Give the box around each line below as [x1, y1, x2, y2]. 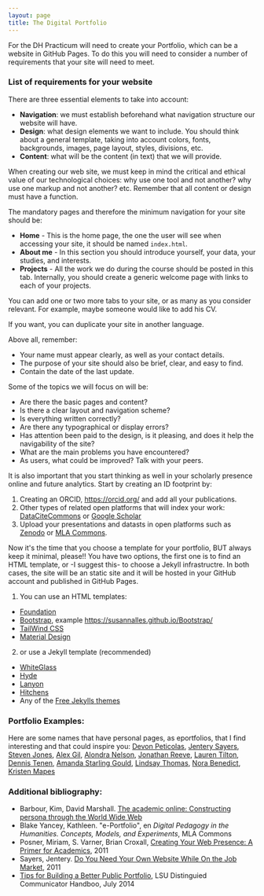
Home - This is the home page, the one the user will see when [19, 230, 222, 240]
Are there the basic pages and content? [19, 397, 148, 406]
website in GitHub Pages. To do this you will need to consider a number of [8, 49, 248, 58]
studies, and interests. [19, 255, 92, 265]
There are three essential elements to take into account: [8, 94, 189, 104]
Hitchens [19, 687, 49, 696]
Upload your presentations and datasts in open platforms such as [19, 520, 232, 529]
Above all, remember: [8, 335, 78, 344]
